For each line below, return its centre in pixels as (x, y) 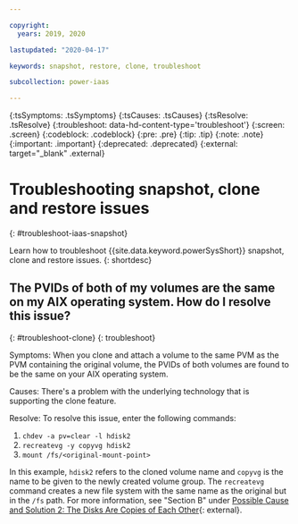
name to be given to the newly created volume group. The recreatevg (137, 481)
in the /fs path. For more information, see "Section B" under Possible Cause (149, 500)
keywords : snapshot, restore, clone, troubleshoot (105, 66)
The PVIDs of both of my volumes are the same (142, 288)
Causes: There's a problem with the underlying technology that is (129, 391)
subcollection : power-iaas (59, 82)
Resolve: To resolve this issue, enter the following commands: (123, 418)
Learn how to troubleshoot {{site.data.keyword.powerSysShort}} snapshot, (147, 250)
